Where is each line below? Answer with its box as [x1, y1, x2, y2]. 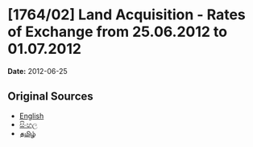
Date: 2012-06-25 [7, 66, 68, 76]
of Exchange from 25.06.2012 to [7, 22, 227, 41]
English [19, 111, 44, 120]
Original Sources [7, 90, 93, 104]
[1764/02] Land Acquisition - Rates [7, 6, 247, 24]
